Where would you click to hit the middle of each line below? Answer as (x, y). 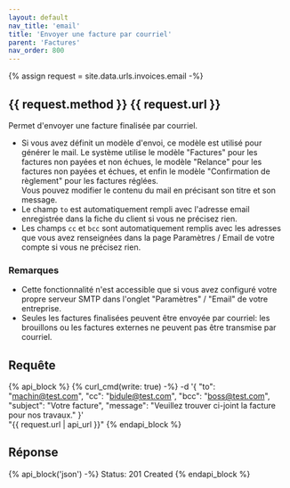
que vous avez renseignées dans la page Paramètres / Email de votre (148, 237)
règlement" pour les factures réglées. (90, 180)
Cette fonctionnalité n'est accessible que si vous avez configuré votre (149, 290)
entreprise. (41, 309)
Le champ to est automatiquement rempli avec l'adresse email (135, 209)
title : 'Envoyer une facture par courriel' (90, 34)
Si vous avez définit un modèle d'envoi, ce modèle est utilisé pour (141, 143)
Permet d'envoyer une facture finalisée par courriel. (103, 125)
